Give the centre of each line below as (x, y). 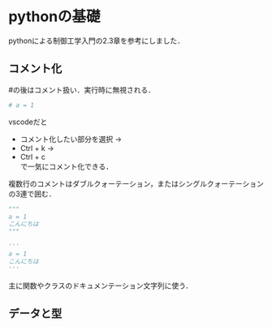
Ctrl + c (33, 157)
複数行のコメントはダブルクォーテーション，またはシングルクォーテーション (136, 183)
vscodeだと (28, 122)
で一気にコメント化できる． (67, 166)
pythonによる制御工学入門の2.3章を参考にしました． (97, 41)
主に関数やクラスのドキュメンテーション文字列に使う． (101, 286)
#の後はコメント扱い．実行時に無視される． (82, 89)
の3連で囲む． (32, 194)
